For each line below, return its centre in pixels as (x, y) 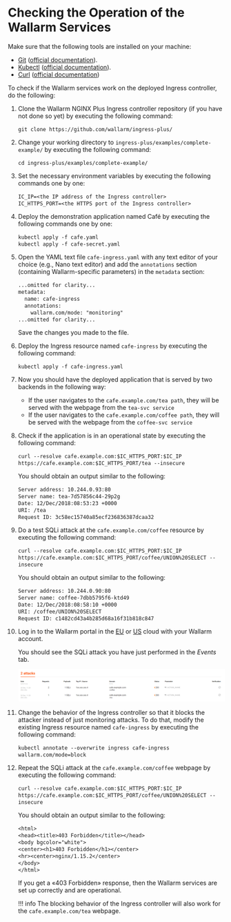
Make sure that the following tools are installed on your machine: (100, 46)
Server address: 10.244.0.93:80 (64, 489)
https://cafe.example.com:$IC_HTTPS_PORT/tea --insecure (101, 463)
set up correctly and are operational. (70, 890)
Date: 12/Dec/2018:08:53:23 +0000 (67, 503)
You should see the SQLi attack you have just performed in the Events (117, 652)
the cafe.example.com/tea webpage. (69, 911)
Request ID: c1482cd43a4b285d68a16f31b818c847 (86, 618)
